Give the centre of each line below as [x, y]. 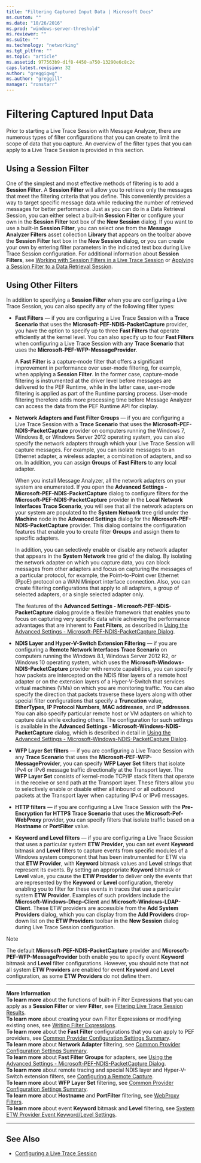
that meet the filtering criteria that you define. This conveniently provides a [98, 196]
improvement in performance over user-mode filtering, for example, [98, 368]
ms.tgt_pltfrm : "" [29, 51]
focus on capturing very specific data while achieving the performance [102, 618]
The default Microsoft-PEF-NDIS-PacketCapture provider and [84, 950]
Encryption [29, 813]
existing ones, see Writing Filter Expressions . [61, 1025]
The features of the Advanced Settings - [66, 606]
